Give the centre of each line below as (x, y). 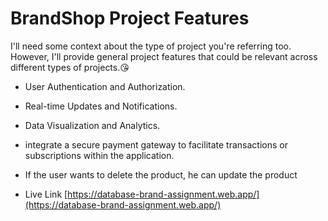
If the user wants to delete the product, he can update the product (161, 174)
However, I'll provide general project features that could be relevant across (164, 56)
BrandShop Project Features (130, 18)
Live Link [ (46, 194)
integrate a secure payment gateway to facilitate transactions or (156, 144)
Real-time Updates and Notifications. (101, 106)
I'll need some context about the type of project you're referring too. (151, 46)
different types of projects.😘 (70, 67)
